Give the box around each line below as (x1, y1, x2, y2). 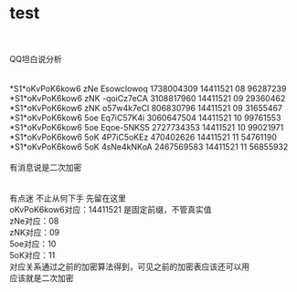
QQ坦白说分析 (9, 53, 62, 64)
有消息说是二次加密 (9, 162, 82, 172)
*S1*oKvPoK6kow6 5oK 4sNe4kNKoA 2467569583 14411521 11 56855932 (9, 141, 289, 152)
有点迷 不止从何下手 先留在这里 (9, 193, 126, 203)
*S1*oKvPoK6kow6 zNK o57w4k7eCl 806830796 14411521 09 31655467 (9, 102, 283, 113)
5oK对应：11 (9, 249, 56, 260)
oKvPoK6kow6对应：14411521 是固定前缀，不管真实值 (9, 203, 212, 214)
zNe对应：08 (9, 215, 59, 226)
